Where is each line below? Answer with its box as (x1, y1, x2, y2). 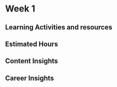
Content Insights (5, 57, 58, 65)
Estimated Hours (5, 39, 58, 48)
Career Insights (5, 73, 54, 82)
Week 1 (5, 3, 35, 14)
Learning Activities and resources (5, 23, 113, 31)
